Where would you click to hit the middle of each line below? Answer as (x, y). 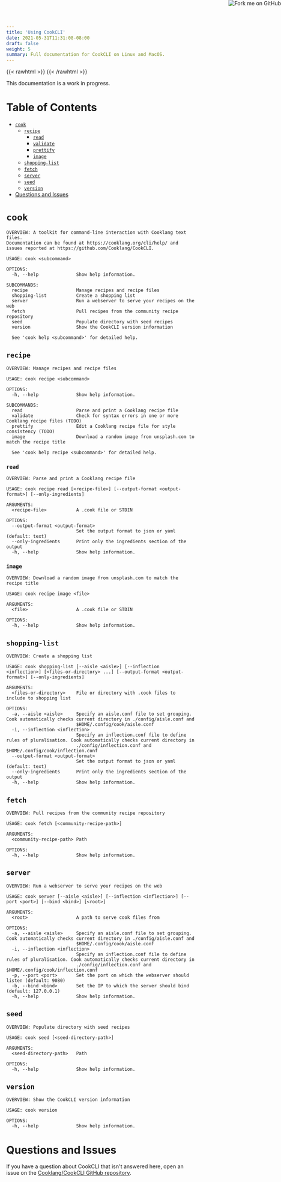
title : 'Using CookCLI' (36, 32)
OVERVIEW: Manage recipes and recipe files (62, 368)
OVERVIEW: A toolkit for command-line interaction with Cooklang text (96, 233)
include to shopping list (38, 698)
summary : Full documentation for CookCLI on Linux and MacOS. (86, 55)
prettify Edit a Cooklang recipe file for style (94, 426)
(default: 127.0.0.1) (33, 991)
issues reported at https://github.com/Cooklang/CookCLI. (80, 248)
